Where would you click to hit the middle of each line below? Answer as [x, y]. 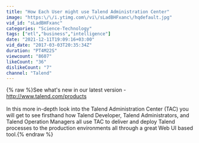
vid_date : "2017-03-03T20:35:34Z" [49, 45]
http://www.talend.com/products [46, 96]
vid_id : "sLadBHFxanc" [34, 23]
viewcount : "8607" [29, 56]
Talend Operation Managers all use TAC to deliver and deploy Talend [91, 122]
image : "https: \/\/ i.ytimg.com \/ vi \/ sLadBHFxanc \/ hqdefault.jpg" [89, 17]
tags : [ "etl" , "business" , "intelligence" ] [59, 34]
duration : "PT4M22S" [32, 51]
